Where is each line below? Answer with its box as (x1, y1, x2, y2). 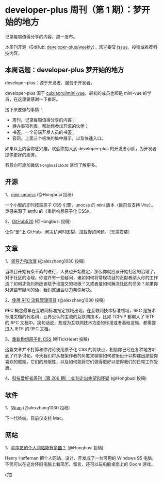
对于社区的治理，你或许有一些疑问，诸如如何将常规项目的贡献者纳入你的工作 (5, 275, 158, 281)
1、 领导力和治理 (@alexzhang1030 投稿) (5, 258, 85, 264)
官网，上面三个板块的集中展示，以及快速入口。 (12, 135, 106, 141)
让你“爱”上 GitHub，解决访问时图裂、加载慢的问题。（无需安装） (5, 229, 132, 235)
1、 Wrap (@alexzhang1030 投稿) (5, 405, 70, 411)
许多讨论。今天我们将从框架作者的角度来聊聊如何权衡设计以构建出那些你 (13, 353, 158, 359)
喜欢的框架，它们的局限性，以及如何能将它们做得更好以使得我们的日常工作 (5, 359, 154, 365)
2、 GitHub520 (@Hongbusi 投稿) (5, 218, 71, 224)
